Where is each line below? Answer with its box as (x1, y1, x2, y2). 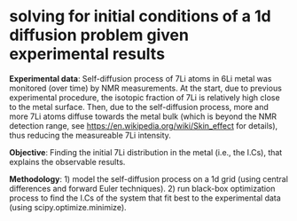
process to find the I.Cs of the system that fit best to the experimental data (9, 193, 281, 203)
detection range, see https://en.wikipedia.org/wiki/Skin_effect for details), (9, 120, 278, 130)
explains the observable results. (9, 156, 126, 167)
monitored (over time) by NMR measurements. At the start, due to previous (9, 83, 282, 93)
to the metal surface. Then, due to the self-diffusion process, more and (9, 101, 269, 112)
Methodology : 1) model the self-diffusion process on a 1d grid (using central (9, 173, 288, 184)
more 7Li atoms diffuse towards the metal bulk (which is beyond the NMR (9, 111, 277, 122)
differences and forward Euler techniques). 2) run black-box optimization (9, 183, 276, 193)
